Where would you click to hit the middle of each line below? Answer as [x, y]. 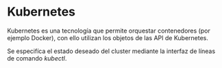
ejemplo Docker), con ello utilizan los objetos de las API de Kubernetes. [108, 37]
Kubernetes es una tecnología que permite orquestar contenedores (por [109, 31]
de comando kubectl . [37, 58]
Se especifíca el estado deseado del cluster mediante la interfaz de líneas [111, 51]
